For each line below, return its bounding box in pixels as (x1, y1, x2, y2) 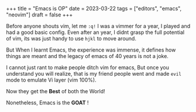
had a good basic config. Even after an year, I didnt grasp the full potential (6, 29, 185, 36)
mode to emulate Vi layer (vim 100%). (6, 76, 97, 83)
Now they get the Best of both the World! (6, 88, 105, 94)
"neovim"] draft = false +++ (6, 11, 73, 18)
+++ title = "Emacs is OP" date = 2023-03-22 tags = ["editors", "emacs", (6, 5, 182, 12)
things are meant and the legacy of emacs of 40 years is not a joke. (6, 53, 169, 59)
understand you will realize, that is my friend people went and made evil (6, 70, 181, 77)
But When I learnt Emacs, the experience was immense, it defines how (6, 46, 176, 53)
